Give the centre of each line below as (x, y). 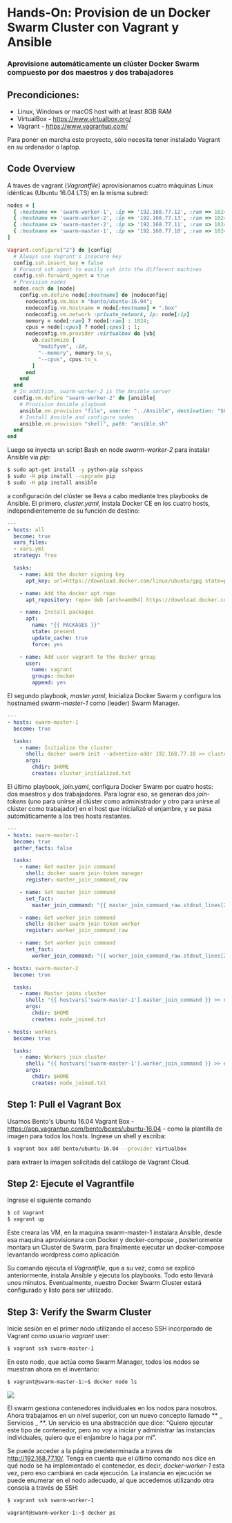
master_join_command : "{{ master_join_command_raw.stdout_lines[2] (131, 905)
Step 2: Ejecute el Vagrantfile (71, 1184)
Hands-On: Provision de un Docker (109, 13)
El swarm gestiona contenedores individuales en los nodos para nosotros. (112, 1408)
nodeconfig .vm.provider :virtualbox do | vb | (90, 334)
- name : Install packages (57, 612)
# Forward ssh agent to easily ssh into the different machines (108, 269)
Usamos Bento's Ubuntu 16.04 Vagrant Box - (71, 1121)
